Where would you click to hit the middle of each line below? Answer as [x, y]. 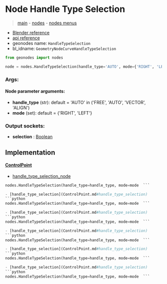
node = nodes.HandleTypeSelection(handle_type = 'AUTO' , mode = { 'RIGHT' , [80, 67]
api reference [26, 38]
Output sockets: [25, 126]
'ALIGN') [21, 108]
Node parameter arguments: [35, 91]
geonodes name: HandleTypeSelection [51, 43]
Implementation [30, 152]
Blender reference [31, 32]
